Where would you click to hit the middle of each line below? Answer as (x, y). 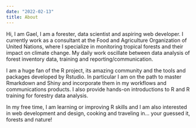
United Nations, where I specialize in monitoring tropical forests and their (95, 46)
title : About (22, 17)
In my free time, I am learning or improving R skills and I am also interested (97, 107)
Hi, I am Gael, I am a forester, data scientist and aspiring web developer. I (95, 34)
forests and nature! (29, 119)
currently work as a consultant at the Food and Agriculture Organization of (97, 40)
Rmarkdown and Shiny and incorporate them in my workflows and (86, 83)
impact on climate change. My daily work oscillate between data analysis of (98, 52)
